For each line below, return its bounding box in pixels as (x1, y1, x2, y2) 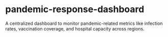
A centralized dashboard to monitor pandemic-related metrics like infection (5, 20, 163, 26)
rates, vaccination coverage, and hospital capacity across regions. (5, 25, 145, 31)
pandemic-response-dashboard (5, 4, 145, 15)
